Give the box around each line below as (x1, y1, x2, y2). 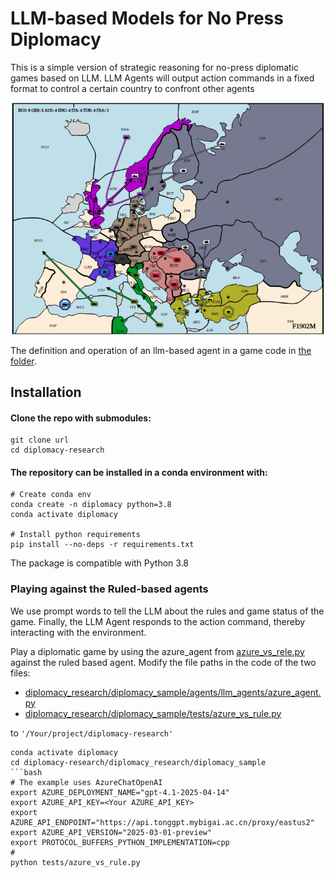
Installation (10, 384, 82, 401)
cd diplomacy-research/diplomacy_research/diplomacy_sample (10, 757, 267, 767)
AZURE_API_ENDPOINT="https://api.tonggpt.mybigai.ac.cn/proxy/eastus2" (10, 817, 315, 827)
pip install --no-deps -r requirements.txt (10, 540, 195, 550)
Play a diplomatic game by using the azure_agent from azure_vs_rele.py (10, 645, 305, 657)
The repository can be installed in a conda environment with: (10, 466, 268, 478)
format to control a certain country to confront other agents (10, 82, 255, 94)
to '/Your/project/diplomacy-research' (10, 727, 174, 739)
